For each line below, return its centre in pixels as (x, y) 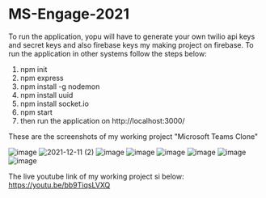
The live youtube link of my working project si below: (96, 176)
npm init (34, 69)
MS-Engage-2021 (69, 14)
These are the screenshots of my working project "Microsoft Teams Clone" (133, 136)
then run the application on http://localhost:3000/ (102, 120)
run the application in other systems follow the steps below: (108, 53)
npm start (36, 112)
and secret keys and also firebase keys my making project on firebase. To (131, 44)
